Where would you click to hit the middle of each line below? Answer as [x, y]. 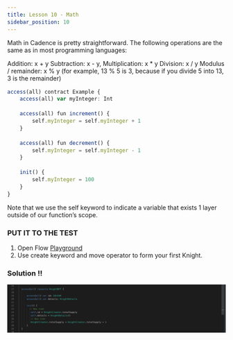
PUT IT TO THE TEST [43, 232]
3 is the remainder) [34, 78]
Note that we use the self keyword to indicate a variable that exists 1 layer [112, 207]
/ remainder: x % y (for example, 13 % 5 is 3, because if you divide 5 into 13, [115, 71]
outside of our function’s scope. [53, 214]
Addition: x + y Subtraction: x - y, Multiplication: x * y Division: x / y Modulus [116, 63]
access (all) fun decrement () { [65, 143]
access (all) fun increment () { [65, 114]
